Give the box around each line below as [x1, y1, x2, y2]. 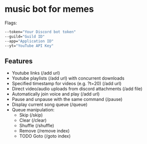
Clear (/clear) [19, 117, 47, 123]
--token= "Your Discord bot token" [4, 29, 76, 34]
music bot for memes [4, 3, 94, 15]
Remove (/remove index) [19, 128, 70, 134]
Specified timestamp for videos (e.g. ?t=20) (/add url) [11, 81, 122, 87]
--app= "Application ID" [4, 39, 54, 44]
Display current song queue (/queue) [11, 101, 88, 107]
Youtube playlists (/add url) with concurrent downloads [11, 75, 125, 81]
